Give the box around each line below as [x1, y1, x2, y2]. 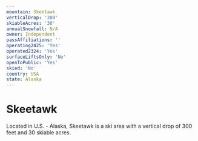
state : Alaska [6, 76, 42, 82]
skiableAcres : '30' [6, 20, 56, 26]
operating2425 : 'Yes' [6, 43, 61, 49]
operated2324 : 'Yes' [6, 48, 59, 54]
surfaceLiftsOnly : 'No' [6, 54, 67, 60]
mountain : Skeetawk [6, 8, 56, 15]
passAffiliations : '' [6, 37, 61, 43]
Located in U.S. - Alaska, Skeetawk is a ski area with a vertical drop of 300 [6, 122, 193, 130]
